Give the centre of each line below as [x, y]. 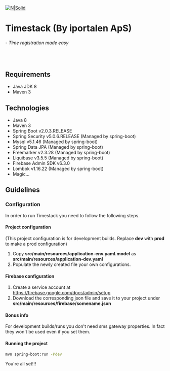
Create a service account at [41, 287]
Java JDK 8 [25, 87]
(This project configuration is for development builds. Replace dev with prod [85, 238]
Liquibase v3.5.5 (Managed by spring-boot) [58, 158]
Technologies [27, 108]
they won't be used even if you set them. [48, 332]
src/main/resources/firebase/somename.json [62, 303]
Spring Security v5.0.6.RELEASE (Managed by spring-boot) [74, 137]
